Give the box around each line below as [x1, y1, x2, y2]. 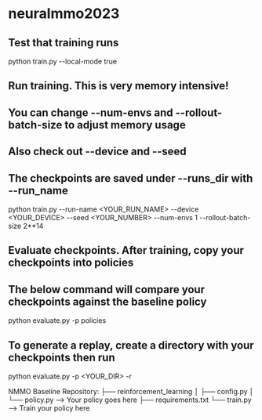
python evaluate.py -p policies [8, 316, 107, 325]
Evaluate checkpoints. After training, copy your [8, 244, 245, 257]
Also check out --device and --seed [8, 145, 187, 158]
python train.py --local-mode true [8, 56, 118, 66]
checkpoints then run [8, 350, 115, 364]
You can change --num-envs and [8, 106, 174, 119]
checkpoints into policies [8, 256, 134, 270]
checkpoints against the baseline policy [8, 295, 207, 308]
